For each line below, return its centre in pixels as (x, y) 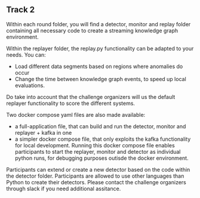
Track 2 (21, 10)
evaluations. (30, 85)
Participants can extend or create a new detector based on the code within (98, 169)
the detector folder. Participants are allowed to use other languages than (95, 176)
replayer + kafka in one (43, 132)
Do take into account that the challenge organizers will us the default (91, 97)
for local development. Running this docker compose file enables (95, 145)
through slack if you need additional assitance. (64, 188)
